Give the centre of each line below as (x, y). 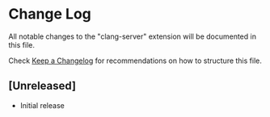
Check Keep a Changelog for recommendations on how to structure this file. (135, 61)
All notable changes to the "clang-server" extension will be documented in (133, 36)
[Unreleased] (42, 86)
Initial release (42, 105)
